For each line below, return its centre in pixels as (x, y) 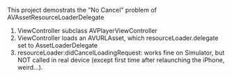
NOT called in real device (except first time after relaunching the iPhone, (121, 60)
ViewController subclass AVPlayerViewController (87, 31)
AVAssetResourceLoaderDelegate (56, 17)
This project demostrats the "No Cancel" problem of (82, 10)
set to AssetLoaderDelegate (57, 45)
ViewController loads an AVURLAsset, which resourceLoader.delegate (118, 38)
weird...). (30, 67)
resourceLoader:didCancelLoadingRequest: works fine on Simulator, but (121, 52)
